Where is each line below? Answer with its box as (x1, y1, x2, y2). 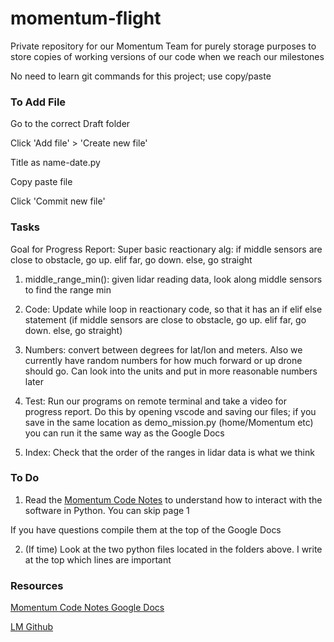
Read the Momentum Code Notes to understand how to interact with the (24, 493, 323, 506)
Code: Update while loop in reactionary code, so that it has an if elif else (24, 303, 323, 315)
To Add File (10, 95, 67, 109)
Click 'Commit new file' (10, 195, 106, 207)
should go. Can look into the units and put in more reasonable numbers (24, 365, 318, 377)
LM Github (10, 621, 54, 633)
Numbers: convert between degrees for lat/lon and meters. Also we (24, 343, 303, 356)
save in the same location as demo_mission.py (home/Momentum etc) (24, 416, 314, 428)
